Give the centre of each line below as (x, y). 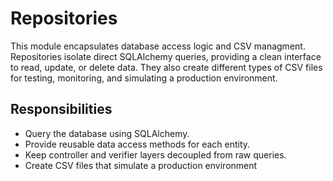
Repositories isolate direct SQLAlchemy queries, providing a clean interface (166, 56)
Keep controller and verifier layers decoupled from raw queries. (155, 154)
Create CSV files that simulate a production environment (141, 165)
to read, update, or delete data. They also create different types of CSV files (166, 67)
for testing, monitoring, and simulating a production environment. (144, 78)
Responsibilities (61, 109)
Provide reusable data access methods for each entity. (137, 144)
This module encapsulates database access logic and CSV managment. (158, 46)
